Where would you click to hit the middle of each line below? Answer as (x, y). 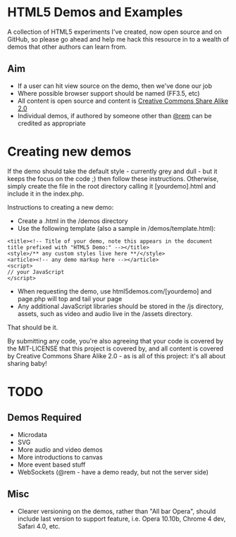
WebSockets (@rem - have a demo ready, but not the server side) (113, 472)
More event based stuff (51, 465)
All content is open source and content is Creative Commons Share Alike (123, 101)
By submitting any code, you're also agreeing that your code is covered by (115, 341)
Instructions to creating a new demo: (61, 207)
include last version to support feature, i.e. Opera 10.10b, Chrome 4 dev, (122, 519)
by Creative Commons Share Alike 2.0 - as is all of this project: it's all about (117, 355)
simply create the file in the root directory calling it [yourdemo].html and (112, 186)
